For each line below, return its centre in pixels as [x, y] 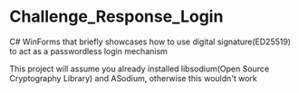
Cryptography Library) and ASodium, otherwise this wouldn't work [134, 78]
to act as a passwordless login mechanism [88, 51]
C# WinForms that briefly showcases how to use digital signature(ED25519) [150, 42]
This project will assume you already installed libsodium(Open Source [140, 69]
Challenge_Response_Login [116, 17]
